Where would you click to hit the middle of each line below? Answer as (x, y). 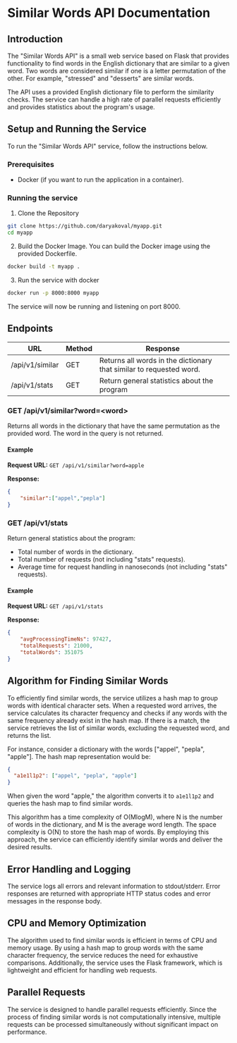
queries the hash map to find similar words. (70, 803)
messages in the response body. (55, 901)
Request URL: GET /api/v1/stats (55, 606)
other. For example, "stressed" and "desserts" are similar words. (101, 78)
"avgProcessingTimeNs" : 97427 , (66, 639)
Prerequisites (31, 164)
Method (79, 348)
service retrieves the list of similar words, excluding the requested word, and (119, 728)
